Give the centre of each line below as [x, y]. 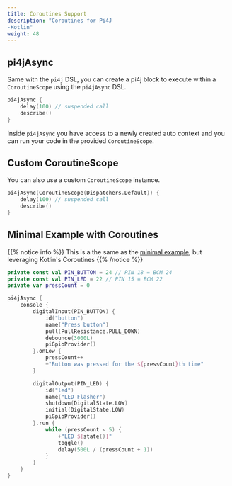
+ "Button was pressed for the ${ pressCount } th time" [124, 364]
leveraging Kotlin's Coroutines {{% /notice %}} [75, 259]
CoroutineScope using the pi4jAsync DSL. [67, 87]
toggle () [70, 443]
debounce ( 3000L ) [69, 338]
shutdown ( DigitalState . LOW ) [87, 403]
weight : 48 [23, 34]
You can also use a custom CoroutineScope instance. [84, 180]
